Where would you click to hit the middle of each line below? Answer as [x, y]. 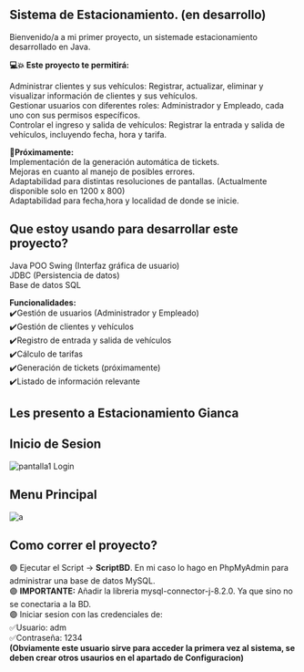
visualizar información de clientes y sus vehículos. [104, 96]
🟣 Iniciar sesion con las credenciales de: [86, 615]
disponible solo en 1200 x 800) [67, 191]
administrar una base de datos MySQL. [82, 581]
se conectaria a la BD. [51, 605]
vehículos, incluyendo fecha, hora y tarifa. [88, 134]
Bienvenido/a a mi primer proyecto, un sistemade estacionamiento [133, 36]
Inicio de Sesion [56, 445]
